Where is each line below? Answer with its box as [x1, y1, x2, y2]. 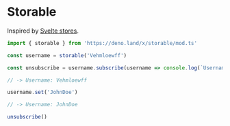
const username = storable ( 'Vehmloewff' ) [7, 52, 127, 59]
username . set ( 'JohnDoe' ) [7, 89, 78, 96]
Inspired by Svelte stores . [7, 27, 79, 35]
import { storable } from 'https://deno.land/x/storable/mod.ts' [7, 40, 197, 46]
